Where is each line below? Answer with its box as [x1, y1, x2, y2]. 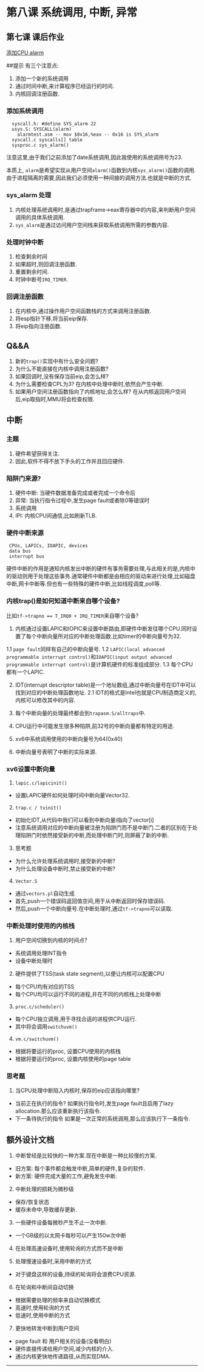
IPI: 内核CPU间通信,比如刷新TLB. [15, 512, 97, 519]
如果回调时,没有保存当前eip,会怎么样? [15, 373, 109, 380]
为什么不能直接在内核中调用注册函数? [15, 365, 109, 372]
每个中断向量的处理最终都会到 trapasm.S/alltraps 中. [15, 709, 146, 716]
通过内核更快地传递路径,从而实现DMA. [15, 1353, 111, 1360]
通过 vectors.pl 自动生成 [15, 889, 75, 897]
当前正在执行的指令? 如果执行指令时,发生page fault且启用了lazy [15, 1100, 174, 1107]
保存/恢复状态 [15, 1199, 50, 1206]
